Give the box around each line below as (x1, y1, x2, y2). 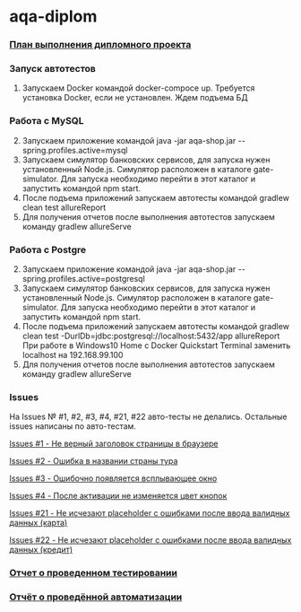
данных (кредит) (9, 545, 73, 555)
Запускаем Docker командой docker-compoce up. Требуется (21, 83, 255, 93)
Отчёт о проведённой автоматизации (9, 590, 183, 603)
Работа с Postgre (9, 243, 87, 256)
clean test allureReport (21, 202, 107, 213)
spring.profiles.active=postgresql (21, 274, 145, 284)
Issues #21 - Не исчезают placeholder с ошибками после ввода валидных (9, 508, 290, 519)
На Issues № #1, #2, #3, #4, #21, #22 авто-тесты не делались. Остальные (9, 411, 288, 423)
